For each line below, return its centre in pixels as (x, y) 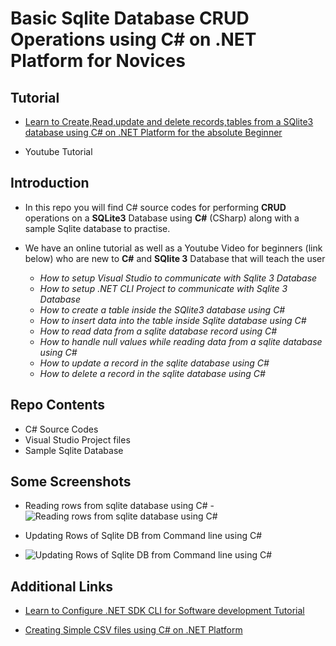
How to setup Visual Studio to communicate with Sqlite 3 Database (178, 278)
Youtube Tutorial (58, 151)
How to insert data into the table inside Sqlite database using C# (173, 320)
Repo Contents (57, 405)
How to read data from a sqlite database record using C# (158, 331)
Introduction (50, 183)
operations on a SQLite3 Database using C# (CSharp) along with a (162, 218)
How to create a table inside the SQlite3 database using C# (162, 309)
